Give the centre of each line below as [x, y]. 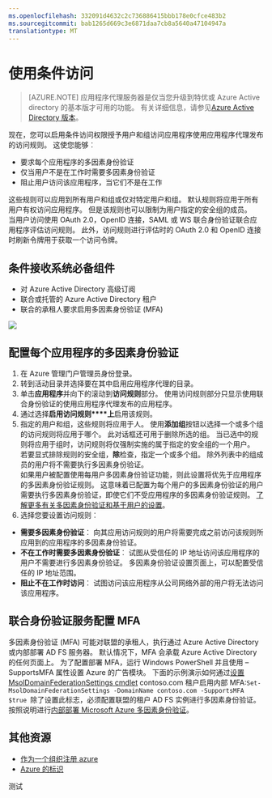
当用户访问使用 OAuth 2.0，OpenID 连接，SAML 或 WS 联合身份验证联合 [130, 220]
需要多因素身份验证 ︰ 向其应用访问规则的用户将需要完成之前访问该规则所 [142, 532]
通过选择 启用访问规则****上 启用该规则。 [89, 414]
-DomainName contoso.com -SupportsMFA [178, 690]
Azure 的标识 [42, 769]
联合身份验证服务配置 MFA [74, 621]
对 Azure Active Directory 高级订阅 [78, 289]
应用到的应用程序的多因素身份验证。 [81, 542]
